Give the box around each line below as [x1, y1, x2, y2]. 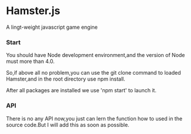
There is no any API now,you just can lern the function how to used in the [6, 115, 183, 122]
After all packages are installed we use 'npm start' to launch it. [6, 87, 157, 94]
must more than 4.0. [6, 58, 54, 65]
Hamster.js [6, 4, 60, 18]
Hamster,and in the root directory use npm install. [6, 75, 125, 83]
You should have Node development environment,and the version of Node [6, 52, 186, 59]
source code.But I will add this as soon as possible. [6, 121, 130, 128]
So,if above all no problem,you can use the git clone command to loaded [6, 69, 181, 76]
